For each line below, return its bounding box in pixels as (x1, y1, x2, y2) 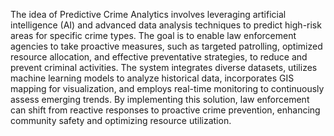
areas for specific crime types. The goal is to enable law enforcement (10, 30, 297, 41)
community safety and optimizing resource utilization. (10, 115, 232, 126)
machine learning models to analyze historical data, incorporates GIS (10, 72, 295, 84)
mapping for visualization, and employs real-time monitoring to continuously (10, 83, 325, 94)
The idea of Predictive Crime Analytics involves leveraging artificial (10, 9, 287, 20)
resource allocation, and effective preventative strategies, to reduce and (10, 51, 308, 63)
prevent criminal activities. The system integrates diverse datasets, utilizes (10, 62, 318, 73)
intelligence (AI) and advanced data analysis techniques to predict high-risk (10, 19, 322, 31)
